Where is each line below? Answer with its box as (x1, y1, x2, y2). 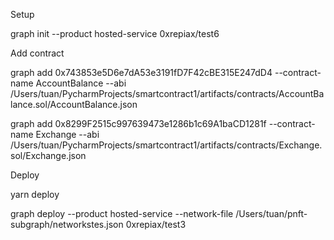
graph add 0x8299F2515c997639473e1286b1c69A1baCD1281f (10, 118, 267, 129)
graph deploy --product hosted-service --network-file (10, 208, 234, 219)
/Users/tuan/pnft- (235, 208, 308, 219)
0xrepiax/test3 (125, 219, 187, 230)
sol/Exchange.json (10, 150, 87, 161)
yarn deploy (10, 189, 60, 200)
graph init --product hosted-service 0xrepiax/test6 (10, 28, 220, 39)
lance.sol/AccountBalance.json (10, 99, 138, 110)
